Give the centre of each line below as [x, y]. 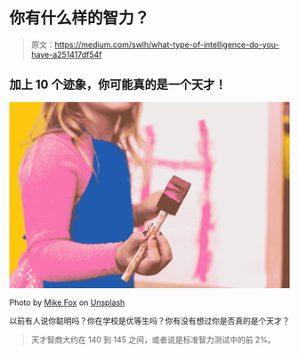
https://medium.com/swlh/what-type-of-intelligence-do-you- [167, 44]
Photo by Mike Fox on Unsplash [67, 302]
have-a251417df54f [66, 54]
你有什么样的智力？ [80, 18]
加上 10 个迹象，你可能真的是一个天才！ [118, 85]
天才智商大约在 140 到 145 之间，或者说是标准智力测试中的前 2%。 [153, 340]
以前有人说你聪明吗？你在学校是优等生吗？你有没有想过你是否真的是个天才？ [149, 320]
